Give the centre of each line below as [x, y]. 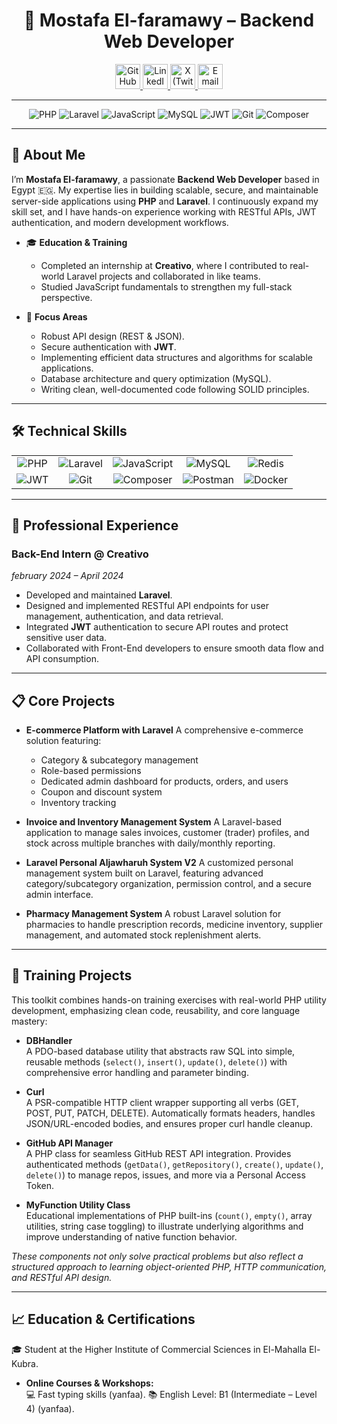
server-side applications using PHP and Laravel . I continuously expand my [165, 201]
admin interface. [59, 895]
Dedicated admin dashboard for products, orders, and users [164, 781]
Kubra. [25, 1363]
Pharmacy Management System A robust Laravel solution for [153, 914]
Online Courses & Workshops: [89, 1383]
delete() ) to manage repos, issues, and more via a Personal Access [165, 1175]
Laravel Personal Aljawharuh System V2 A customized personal [159, 863]
